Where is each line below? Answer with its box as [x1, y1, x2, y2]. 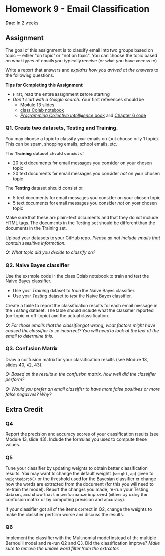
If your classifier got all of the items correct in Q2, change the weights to [5, 506, 152, 512]
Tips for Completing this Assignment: [5, 82, 84, 88]
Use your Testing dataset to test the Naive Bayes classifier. [12, 293, 132, 299]
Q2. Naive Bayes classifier [5, 262, 70, 269]
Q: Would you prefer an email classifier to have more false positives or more [5, 386, 160, 392]
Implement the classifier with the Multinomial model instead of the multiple [5, 535, 156, 541]
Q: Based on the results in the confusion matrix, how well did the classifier [5, 371, 156, 377]
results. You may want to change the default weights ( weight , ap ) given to [5, 470, 154, 476]
